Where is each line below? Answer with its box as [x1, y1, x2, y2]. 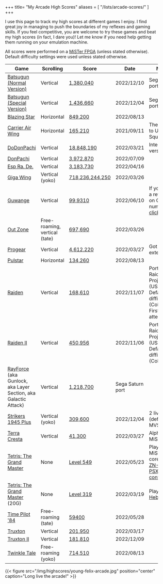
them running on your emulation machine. [5, 39, 89, 45]
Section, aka [7, 390, 36, 396]
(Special [7, 99, 27, 106]
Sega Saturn [115, 380, 144, 387]
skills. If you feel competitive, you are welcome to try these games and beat [5, 29, 156, 34]
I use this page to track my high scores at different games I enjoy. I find [5, 19, 147, 24]
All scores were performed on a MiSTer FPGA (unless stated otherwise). [5, 48, 149, 54]
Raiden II [7, 339, 28, 346]
